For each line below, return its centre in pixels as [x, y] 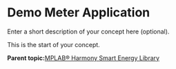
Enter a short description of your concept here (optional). [88, 31]
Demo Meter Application [79, 13]
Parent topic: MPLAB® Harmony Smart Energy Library [84, 58]
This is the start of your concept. [53, 44]
